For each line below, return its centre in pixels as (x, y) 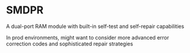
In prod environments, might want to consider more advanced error (88, 37)
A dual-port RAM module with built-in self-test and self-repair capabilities (95, 26)
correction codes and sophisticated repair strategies (70, 44)
